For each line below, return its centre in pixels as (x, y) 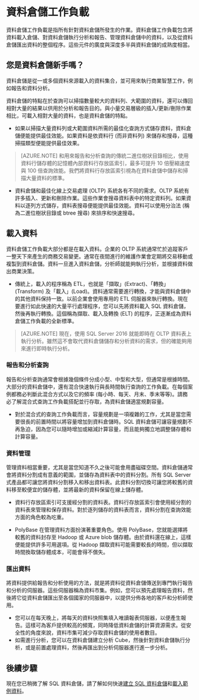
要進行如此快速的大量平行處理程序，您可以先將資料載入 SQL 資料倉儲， (102, 306)
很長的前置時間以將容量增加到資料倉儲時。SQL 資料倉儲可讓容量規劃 (104, 421)
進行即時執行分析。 (49, 348)
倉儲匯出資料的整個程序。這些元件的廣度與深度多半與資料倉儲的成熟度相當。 (99, 45)
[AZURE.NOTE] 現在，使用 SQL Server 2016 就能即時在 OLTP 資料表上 (106, 333)
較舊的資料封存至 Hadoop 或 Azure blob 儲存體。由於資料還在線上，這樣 (103, 537)
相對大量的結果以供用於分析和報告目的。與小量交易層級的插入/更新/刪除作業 (99, 108)
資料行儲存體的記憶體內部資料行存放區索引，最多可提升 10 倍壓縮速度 (105, 163)
